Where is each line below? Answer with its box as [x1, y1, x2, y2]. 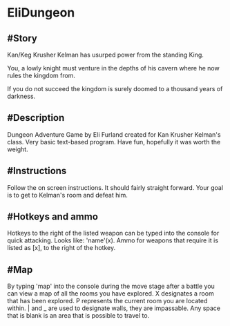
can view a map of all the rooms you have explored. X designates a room [7, 289, 214, 298]
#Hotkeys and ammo [7, 211, 99, 222]
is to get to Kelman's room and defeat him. [7, 191, 128, 199]
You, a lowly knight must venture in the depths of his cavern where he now [7, 64, 220, 72]
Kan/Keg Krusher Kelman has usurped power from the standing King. [7, 50, 204, 59]
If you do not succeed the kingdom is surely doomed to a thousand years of [7, 85, 223, 93]
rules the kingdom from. [7, 71, 76, 79]
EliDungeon [7, 5, 75, 21]
